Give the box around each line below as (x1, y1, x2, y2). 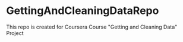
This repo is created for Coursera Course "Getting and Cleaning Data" (6, 23, 178, 30)
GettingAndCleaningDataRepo (6, 4, 159, 17)
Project (6, 29, 24, 36)
